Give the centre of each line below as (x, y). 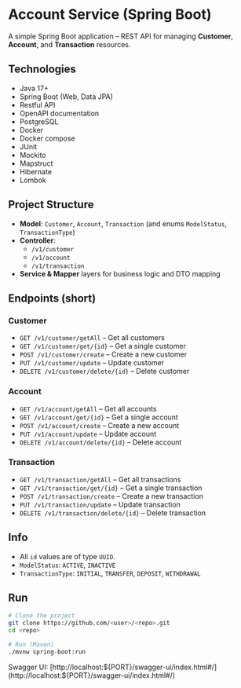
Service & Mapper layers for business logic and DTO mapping (120, 273)
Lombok (33, 180)
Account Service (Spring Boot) (110, 15)
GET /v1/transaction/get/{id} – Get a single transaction (111, 488)
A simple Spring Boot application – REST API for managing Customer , (120, 36)
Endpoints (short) (52, 298)
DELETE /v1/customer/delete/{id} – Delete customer (104, 371)
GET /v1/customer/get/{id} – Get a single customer (102, 346)
